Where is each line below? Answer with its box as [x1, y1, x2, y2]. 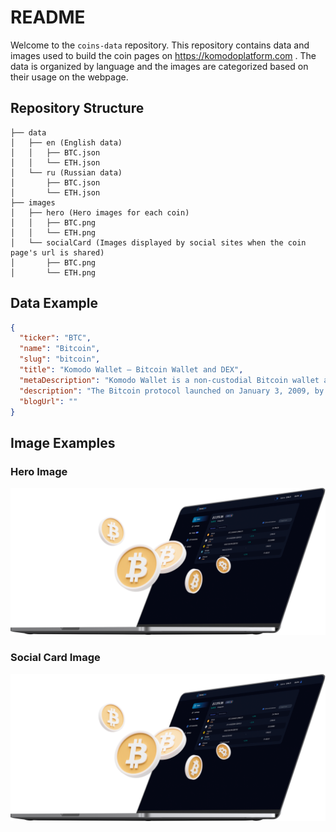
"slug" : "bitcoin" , [19, 354, 101, 365]
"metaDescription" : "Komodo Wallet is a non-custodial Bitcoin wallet [19, 375, 320, 385]
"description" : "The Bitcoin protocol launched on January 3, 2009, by [19, 386, 325, 396]
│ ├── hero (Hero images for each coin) [10, 207, 190, 218]
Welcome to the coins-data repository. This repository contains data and [10, 39, 310, 51]
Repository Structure [10, 100, 145, 117]
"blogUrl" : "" [19, 396, 78, 406]
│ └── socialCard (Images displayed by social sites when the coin [10, 237, 307, 248]
